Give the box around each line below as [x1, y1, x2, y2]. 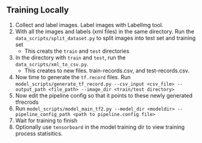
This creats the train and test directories [24, 47, 130, 55]
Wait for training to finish [15, 117, 78, 124]
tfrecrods [15, 98, 39, 106]
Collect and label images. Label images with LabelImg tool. [15, 21, 163, 28]
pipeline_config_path [15, 111, 70, 117]
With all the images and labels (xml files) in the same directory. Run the [15, 28, 195, 35]
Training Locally [6, 5, 69, 15]
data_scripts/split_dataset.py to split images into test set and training [15, 34, 196, 42]
